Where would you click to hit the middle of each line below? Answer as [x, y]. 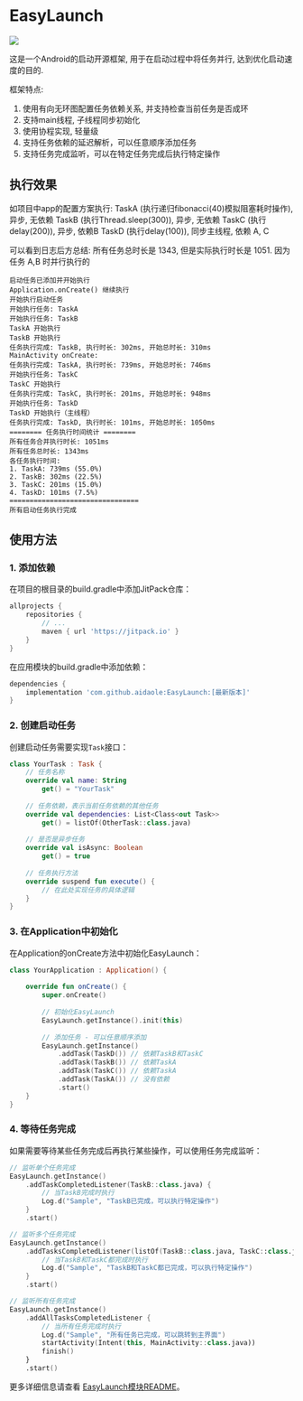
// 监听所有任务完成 [42, 1302]
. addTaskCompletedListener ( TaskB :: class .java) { [119, 1184]
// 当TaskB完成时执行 [78, 1193]
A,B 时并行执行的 [58, 261]
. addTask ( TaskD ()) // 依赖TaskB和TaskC [130, 1054]
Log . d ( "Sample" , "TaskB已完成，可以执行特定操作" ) [130, 1201]
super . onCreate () [74, 995]
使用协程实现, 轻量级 [60, 131]
